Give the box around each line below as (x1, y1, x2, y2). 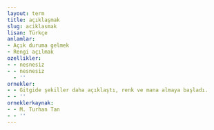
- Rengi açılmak (7, 49, 54, 56)
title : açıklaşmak (7, 17, 60, 23)
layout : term (7, 10, 45, 17)
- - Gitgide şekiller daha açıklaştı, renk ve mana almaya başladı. (7, 87, 208, 94)
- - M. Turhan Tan (7, 106, 60, 113)
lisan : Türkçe (7, 29, 48, 36)
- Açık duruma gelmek (7, 42, 70, 49)
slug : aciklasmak (7, 23, 57, 30)
